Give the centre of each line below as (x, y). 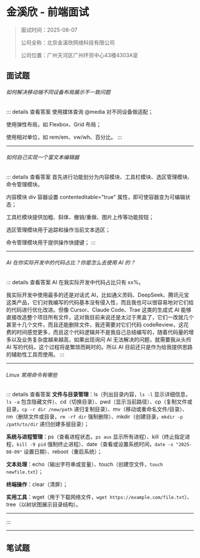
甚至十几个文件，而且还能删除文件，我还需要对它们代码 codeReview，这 (95, 325)
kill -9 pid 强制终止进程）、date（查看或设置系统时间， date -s (95, 444)
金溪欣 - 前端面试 (48, 12)
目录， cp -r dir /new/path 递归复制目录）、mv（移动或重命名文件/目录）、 (97, 409)
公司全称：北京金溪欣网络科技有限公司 (68, 42)
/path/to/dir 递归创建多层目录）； (48, 424)
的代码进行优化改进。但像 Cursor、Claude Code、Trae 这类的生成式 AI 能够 (99, 310)
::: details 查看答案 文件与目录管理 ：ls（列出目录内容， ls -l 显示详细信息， (99, 394)
